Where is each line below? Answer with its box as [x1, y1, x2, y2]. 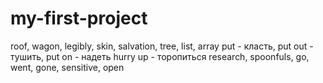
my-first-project [10, 7, 148, 30]
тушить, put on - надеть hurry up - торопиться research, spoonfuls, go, [10, 50, 310, 62]
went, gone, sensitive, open [10, 61, 125, 73]
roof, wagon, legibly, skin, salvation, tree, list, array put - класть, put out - [10, 40, 314, 52]
